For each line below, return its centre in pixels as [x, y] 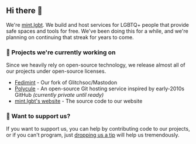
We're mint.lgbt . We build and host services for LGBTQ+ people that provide [97, 24]
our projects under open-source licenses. [56, 71]
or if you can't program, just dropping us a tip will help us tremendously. [93, 135]
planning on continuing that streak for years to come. [70, 37]
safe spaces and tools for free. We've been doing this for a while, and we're [97, 31]
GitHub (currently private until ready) [59, 95]
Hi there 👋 [24, 11]
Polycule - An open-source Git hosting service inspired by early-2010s [99, 89]
